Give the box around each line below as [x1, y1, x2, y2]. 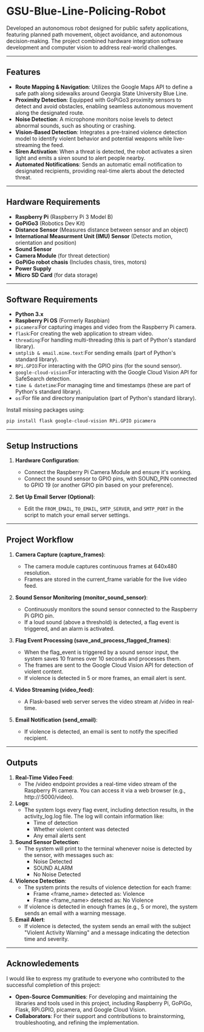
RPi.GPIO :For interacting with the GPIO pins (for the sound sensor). [15, 362, 182, 370]
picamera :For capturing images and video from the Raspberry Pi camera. [15, 323, 196, 331]
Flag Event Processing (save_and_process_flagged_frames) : [15, 636, 171, 644]
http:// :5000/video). [24, 793, 74, 800]
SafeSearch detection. [15, 375, 71, 382]
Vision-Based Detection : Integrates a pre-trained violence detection [15, 128, 187, 136]
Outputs [6, 758, 38, 768]
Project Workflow [6, 535, 74, 545]
